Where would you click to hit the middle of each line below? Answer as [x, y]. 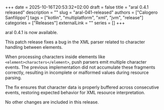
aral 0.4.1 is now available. [32, 32]
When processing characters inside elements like [55, 57]
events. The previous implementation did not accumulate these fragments [80, 67]
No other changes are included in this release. [52, 102]
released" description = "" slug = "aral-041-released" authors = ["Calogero [82, 12]
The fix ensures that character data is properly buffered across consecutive [82, 87]
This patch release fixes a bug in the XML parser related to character [75, 42]
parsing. [14, 78]
